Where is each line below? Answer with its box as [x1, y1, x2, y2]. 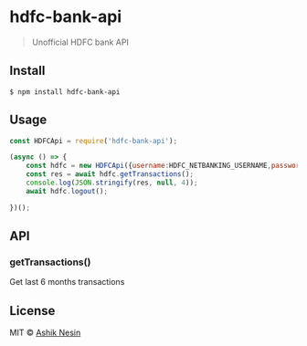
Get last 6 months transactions [9, 277, 125, 288]
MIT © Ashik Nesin [9, 327, 81, 339]
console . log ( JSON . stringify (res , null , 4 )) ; [26, 178, 198, 188]
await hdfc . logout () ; [26, 186, 108, 195]
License [9, 303, 56, 319]
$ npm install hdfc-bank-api [9, 87, 121, 97]
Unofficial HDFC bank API [31, 37, 130, 47]
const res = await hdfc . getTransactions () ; [26, 170, 195, 179]
